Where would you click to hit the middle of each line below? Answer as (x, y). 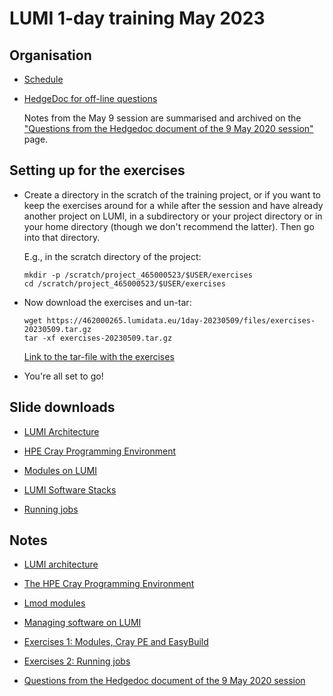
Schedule (43, 79)
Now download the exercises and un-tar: (107, 302)
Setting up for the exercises (97, 170)
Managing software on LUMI (82, 623)
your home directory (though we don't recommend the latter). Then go (169, 226)
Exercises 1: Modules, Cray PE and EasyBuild (116, 642)
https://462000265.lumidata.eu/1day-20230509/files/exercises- (181, 320)
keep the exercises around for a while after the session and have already (173, 205)
